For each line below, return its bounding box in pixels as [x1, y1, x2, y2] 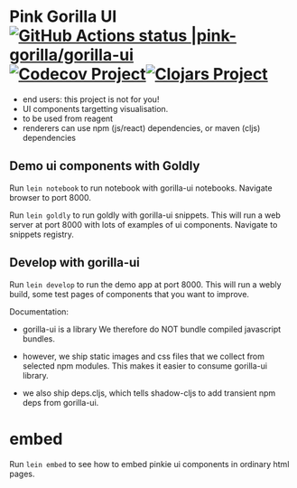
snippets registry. [9, 229, 75, 239]
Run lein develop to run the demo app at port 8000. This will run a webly [9, 278, 282, 290]
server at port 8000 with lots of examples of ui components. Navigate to [9, 219, 278, 230]
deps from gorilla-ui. [22, 397, 99, 408]
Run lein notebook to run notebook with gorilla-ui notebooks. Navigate [9, 183, 273, 193]
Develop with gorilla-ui [9, 255, 140, 270]
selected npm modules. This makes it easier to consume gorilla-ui [22, 360, 268, 371]
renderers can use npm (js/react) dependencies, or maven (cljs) [22, 122, 261, 133]
